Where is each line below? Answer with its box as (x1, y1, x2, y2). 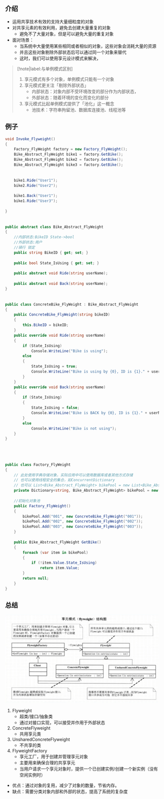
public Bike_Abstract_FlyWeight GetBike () (14, 540, 102, 545)
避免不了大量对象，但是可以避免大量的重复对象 (19, 31, 114, 37)
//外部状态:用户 (14, 240, 42, 245)
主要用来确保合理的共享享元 (19, 760, 76, 766)
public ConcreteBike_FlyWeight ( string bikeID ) (14, 312, 110, 317)
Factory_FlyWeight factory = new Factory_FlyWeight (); (14, 147, 128, 152)
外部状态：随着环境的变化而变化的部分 (31, 95, 109, 100)
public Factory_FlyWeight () (14, 503, 71, 508)
